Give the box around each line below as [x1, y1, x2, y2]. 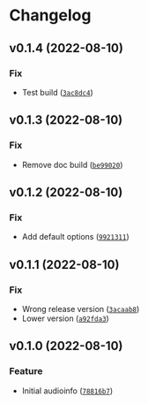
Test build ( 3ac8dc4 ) [21, 87, 94, 97]
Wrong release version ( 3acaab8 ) [21, 303, 140, 314]
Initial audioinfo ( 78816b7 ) [21, 385, 113, 396]
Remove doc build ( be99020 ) [21, 159, 123, 170]
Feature [9, 365, 43, 377]
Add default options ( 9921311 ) [21, 232, 129, 242]
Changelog [9, 5, 92, 26]
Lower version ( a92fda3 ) [21, 313, 110, 324]
